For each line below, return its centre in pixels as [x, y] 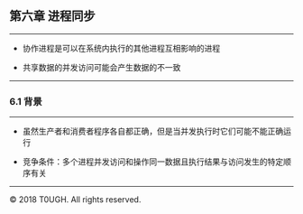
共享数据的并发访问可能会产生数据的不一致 [101, 67]
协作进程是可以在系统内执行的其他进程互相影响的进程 [121, 48]
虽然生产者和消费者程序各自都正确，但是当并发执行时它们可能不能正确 [153, 131]
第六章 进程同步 [52, 16]
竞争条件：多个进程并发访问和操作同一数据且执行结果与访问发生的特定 [153, 162]
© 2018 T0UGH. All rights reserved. [75, 200]
